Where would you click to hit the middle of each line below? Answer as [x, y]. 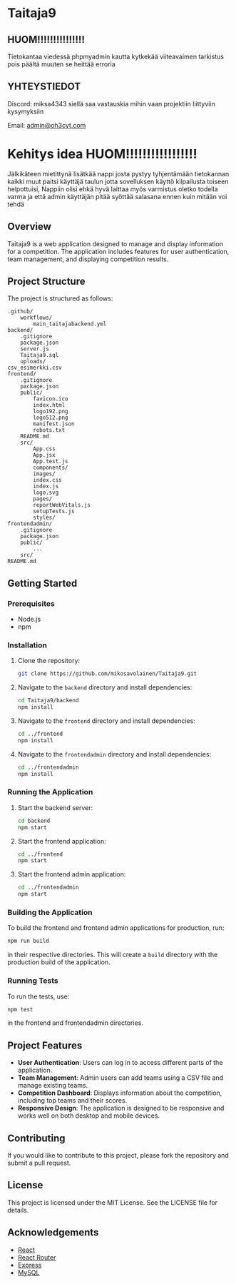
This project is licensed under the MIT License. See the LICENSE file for [113, 1202]
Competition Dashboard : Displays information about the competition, [120, 1093]
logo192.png [51, 412]
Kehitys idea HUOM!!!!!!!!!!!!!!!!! [102, 154]
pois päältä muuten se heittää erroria [61, 64]
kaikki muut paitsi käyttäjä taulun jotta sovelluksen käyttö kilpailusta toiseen [118, 181]
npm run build [29, 941]
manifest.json [54, 424]
